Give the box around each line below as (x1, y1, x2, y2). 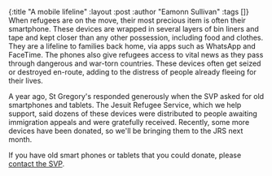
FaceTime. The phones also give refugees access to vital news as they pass (8, 50, 264, 59)
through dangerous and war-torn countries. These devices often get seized (8, 58, 261, 68)
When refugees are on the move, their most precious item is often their (8, 15, 246, 25)
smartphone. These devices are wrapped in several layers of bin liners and (8, 24, 259, 33)
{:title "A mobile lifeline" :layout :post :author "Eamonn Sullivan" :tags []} (8, 7, 250, 16)
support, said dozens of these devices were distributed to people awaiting (8, 109, 258, 118)
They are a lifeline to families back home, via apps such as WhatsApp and (8, 41, 257, 51)
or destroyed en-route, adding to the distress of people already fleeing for (8, 67, 257, 76)
